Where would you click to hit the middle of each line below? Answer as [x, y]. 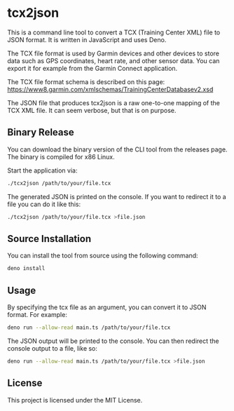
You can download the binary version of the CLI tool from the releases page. [117, 149]
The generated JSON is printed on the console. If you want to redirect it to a [117, 196]
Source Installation [49, 239]
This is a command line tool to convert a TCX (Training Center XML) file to [114, 32]
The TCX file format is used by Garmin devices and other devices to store [113, 53]
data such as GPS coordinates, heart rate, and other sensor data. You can [113, 60]
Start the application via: [42, 170]
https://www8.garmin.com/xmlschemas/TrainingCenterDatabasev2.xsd [110, 89]
